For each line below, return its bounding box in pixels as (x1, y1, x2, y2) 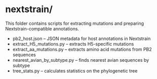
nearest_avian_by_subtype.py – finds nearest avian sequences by (12, 57, 149, 63)
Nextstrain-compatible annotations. (5, 25, 80, 31)
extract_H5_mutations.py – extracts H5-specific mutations (12, 41, 134, 47)
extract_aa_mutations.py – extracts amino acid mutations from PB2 (12, 46, 152, 52)
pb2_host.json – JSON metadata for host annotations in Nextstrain (12, 35, 151, 42)
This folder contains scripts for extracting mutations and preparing (5, 20, 144, 26)
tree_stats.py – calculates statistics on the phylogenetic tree (12, 67, 138, 74)
